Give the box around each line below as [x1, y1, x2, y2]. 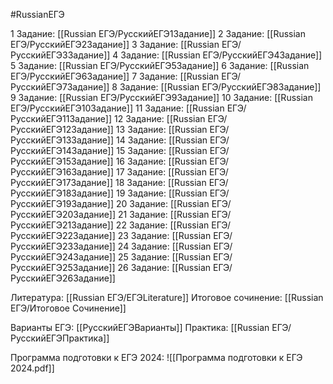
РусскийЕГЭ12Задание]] [10, 124, 114, 135]
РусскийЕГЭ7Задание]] [10, 81, 110, 93]
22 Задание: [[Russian [115, 219, 210, 231]
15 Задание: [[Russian [116, 145, 208, 156]
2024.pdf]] [10, 362, 55, 374]
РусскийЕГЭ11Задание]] [10, 113, 113, 124]
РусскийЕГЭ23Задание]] [10, 240, 116, 252]
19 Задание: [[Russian [115, 187, 208, 199]
